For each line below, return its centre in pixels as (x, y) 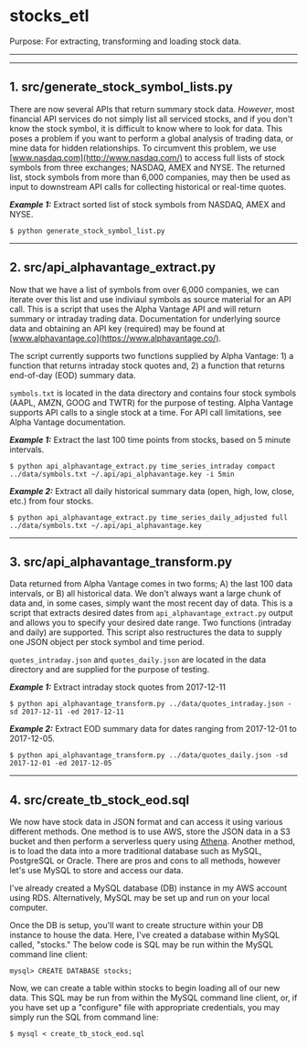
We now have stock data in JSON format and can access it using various (146, 822)
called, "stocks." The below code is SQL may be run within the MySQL (142, 945)
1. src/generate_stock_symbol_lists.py (121, 87)
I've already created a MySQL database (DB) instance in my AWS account (148, 888)
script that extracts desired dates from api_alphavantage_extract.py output (152, 613)
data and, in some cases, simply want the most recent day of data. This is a (151, 603)
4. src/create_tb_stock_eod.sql (100, 800)
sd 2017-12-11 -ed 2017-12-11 (67, 712)
